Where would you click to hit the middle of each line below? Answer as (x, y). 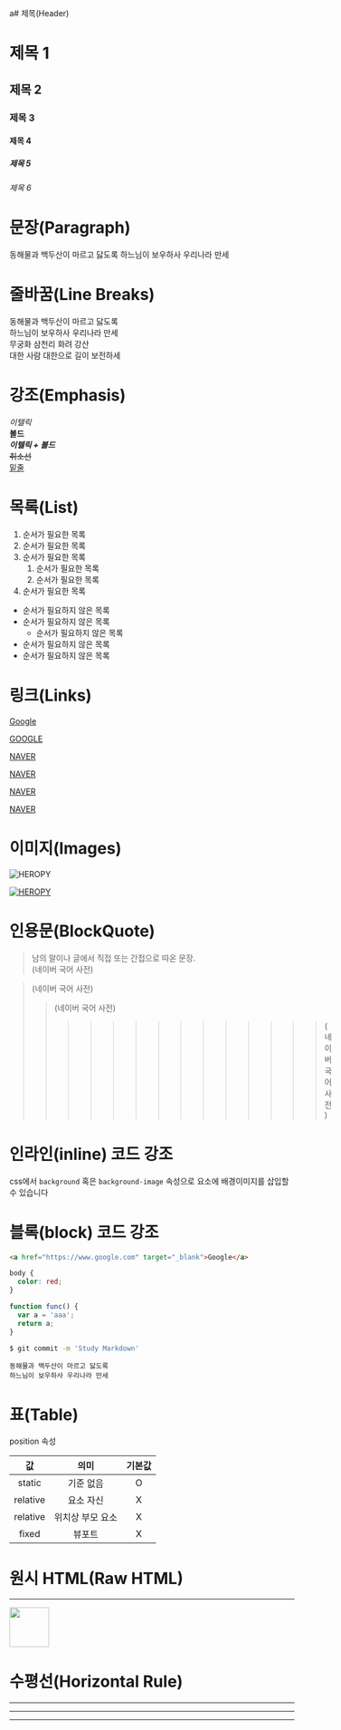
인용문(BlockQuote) (82, 931)
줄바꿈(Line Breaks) (82, 295)
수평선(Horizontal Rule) (96, 1682)
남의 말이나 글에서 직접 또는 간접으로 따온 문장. (114, 958)
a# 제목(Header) (39, 13)
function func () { (44, 1307)
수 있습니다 (29, 1192)
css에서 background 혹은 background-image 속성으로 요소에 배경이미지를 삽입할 (149, 1181)
